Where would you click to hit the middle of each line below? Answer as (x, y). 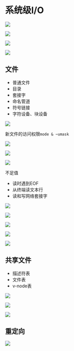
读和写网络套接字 (30, 196)
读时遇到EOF (25, 183)
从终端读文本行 (28, 190)
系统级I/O (25, 10)
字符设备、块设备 (30, 114)
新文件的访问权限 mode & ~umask (37, 134)
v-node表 (22, 286)
